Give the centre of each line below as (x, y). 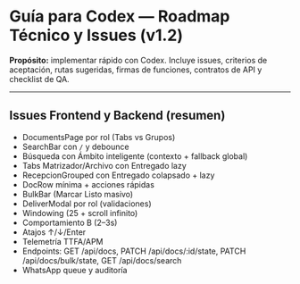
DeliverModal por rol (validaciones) (87, 204)
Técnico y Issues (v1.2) (96, 35)
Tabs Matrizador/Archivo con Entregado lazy (104, 165)
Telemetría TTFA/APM (63, 241)
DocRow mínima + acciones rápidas (88, 184)
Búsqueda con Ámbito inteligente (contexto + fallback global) (135, 156)
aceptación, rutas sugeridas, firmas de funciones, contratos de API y (136, 70)
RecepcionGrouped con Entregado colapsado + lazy (118, 175)
